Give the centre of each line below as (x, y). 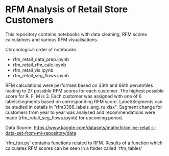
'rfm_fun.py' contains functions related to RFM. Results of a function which (84, 143)
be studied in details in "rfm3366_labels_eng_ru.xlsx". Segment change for (84, 107)
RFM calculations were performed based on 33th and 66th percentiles (79, 85)
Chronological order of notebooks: (42, 49)
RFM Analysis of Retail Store (67, 9)
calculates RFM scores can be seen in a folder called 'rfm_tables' (74, 148)
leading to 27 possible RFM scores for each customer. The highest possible (85, 90)
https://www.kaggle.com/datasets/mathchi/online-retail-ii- (95, 128)
